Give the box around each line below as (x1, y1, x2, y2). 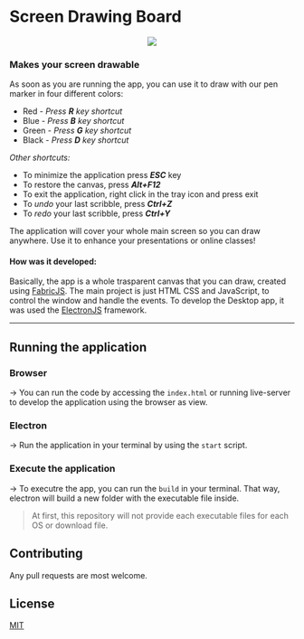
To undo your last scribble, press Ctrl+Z (22, 199, 173, 210)
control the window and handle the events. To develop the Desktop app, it (9, 296, 285, 306)
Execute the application (9, 463, 116, 475)
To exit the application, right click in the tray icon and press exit (22, 189, 259, 200)
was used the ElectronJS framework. (9, 305, 147, 315)
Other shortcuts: (9, 152, 71, 164)
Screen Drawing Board (9, 6, 183, 27)
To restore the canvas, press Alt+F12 (22, 179, 161, 191)
